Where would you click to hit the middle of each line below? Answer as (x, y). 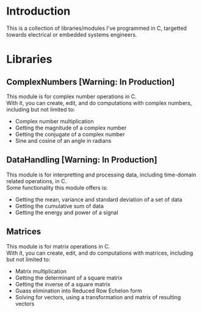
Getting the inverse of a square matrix (63, 284)
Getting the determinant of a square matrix (69, 278)
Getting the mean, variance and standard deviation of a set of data (99, 199)
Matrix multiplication (41, 271)
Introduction (38, 11)
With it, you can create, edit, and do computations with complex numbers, (99, 103)
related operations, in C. (37, 181)
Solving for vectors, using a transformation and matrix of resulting (98, 297)
